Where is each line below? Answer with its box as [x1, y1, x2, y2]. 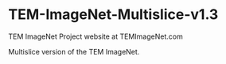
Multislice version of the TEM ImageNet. [8, 47, 140, 56]
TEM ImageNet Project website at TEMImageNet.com [8, 32, 183, 41]
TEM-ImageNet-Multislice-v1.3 [8, 6, 219, 24]
